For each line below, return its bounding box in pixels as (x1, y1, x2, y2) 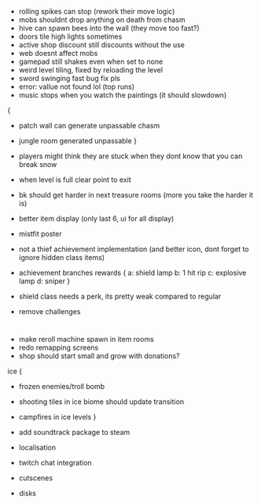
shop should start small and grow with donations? (18, 351, 180, 361)
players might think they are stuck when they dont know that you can (18, 151, 243, 161)
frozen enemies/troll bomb (18, 382, 105, 391)
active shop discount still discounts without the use (18, 40, 186, 50)
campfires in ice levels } (18, 413, 97, 422)
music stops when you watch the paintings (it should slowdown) (18, 91, 227, 99)
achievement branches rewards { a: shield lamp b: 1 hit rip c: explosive (18, 268, 247, 277)
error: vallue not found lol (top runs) (18, 82, 135, 91)
